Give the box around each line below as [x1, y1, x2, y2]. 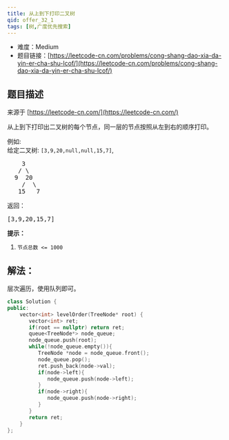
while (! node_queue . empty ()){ [28, 343, 112, 350]
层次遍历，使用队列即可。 [7, 284, 80, 293]
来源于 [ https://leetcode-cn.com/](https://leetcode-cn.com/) [7, 108, 179, 116]
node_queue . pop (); [37, 356, 91, 363]
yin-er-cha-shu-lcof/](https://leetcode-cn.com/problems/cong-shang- [17, 59, 218, 68]
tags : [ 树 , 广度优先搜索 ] [7, 23, 71, 30]
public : [7, 304, 30, 311]
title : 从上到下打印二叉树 [7, 10, 76, 17]
